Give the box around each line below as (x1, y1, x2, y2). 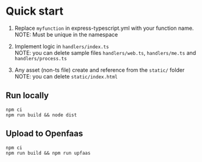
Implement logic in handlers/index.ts (14, 43, 109, 50)
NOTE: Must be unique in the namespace (14, 30, 118, 38)
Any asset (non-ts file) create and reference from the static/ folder (14, 66, 185, 74)
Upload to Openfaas (5, 129, 84, 139)
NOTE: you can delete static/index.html (14, 72, 118, 80)
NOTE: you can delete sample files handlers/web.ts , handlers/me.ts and (14, 49, 197, 56)
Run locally (5, 90, 49, 101)
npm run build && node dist (5, 111, 78, 118)
